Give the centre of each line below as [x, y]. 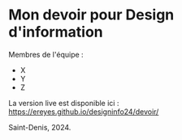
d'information [56, 32]
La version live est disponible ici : [64, 103]
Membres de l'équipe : [46, 54]
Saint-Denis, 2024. [40, 127]
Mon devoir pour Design [91, 15]
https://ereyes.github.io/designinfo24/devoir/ [84, 112]
